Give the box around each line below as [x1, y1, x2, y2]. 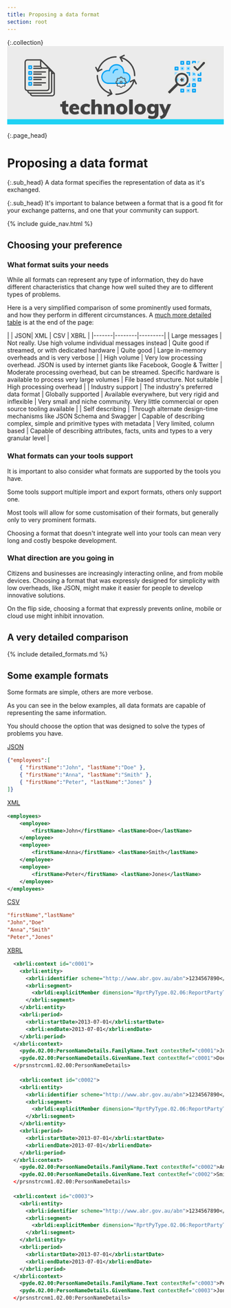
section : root [7, 18, 48, 25]
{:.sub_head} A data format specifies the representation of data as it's [7, 178, 205, 186]
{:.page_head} [7, 131, 48, 139]
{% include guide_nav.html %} [7, 219, 93, 227]
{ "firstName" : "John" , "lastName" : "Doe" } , [19, 765, 146, 771]
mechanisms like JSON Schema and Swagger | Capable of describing [7, 412, 205, 420]
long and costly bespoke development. [7, 536, 118, 544]
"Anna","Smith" [7, 926, 51, 933]
